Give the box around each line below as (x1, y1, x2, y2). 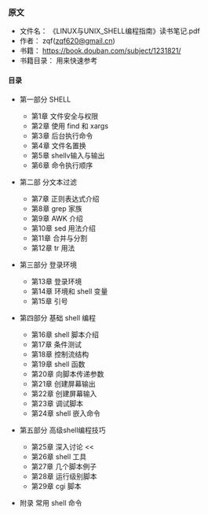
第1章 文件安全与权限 (31, 111, 99, 120)
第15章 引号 (31, 296, 68, 306)
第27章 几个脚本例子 (31, 461, 97, 471)
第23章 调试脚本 (31, 398, 84, 408)
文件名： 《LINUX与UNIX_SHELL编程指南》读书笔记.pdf (19, 26, 200, 36)
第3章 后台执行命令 (31, 131, 93, 140)
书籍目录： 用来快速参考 (19, 56, 98, 65)
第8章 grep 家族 (31, 203, 82, 213)
